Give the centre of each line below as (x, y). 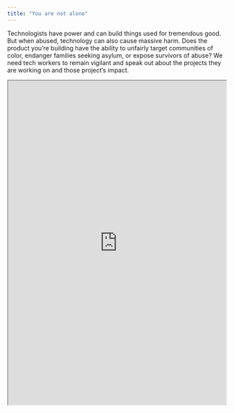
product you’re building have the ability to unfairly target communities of (110, 48)
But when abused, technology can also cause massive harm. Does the (107, 40)
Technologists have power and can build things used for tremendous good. (114, 33)
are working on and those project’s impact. (68, 70)
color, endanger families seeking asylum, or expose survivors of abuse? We (115, 55)
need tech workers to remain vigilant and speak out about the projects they (114, 62)
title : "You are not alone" (48, 13)
